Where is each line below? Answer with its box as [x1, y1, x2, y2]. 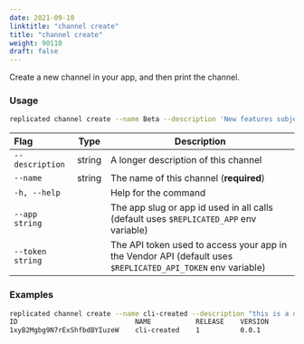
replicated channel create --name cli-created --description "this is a [9, 309, 290, 318]
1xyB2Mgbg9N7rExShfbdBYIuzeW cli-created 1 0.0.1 [9, 326, 261, 335]
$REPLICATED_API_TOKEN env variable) [109, 262, 266, 274]
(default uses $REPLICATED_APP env [109, 213, 257, 225]
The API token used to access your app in [109, 239, 288, 252]
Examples [9, 289, 54, 301]
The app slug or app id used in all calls [109, 201, 274, 214]
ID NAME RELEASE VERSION [9, 318, 270, 327]
